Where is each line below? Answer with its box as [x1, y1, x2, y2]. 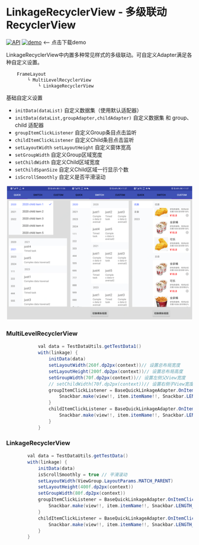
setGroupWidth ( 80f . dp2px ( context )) [37, 491, 126, 496]
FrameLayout [17, 71, 46, 77]
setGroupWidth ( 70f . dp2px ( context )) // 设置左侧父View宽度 [48, 375, 186, 380]
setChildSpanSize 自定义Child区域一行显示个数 [14, 166, 129, 173]
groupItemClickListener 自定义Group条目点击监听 [14, 128, 137, 136]
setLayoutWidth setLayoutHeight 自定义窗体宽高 [14, 143, 131, 151]
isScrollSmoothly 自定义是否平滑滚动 [14, 173, 106, 180]
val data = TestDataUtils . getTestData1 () [37, 344, 142, 350]
